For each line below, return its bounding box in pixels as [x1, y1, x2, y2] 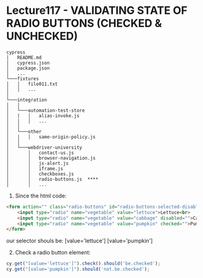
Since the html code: [14, 192, 67, 199]
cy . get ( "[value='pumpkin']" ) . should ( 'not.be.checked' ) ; [6, 267, 150, 273]
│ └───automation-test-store [6, 107, 85, 114]
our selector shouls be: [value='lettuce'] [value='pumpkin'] [6, 237, 153, 245]
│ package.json [6, 65, 50, 71]
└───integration [6, 97, 47, 103]
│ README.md [6, 54, 42, 60]
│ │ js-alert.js [6, 160, 69, 166]
